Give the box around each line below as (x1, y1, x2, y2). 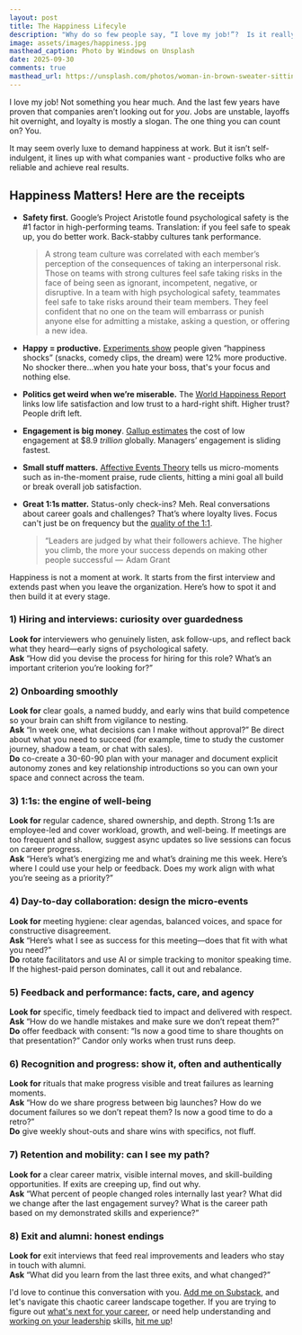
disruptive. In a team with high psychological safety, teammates (44, 286, 281, 297)
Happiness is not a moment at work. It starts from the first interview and (9, 571, 276, 582)
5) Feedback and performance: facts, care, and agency (9, 985, 254, 998)
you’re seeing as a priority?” (9, 873, 114, 884)
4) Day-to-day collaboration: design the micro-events (9, 895, 249, 908)
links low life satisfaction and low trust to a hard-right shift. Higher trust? (22, 398, 290, 409)
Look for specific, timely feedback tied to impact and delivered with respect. (9, 1006, 292, 1018)
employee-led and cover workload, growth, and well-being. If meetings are (9, 825, 287, 836)
